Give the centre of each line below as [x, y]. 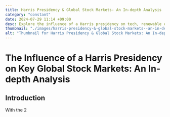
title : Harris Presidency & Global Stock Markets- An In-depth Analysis [83, 10]
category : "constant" [28, 15]
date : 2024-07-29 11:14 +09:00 [38, 19]
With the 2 [16, 110]
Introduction [25, 98]
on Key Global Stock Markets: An [76, 69]
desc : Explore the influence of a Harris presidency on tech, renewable [83, 24]
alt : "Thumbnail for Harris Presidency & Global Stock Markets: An [78, 33]
